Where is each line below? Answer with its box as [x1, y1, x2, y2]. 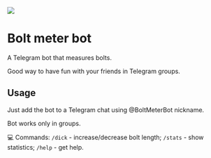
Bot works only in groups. [7, 119, 81, 127]
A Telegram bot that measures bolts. [7, 53, 112, 62]
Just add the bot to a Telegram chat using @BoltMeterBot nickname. [7, 105, 205, 114]
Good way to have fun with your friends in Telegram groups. [7, 67, 180, 75]
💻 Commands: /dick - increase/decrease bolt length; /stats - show [7, 133, 204, 141]
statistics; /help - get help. [7, 143, 84, 151]
